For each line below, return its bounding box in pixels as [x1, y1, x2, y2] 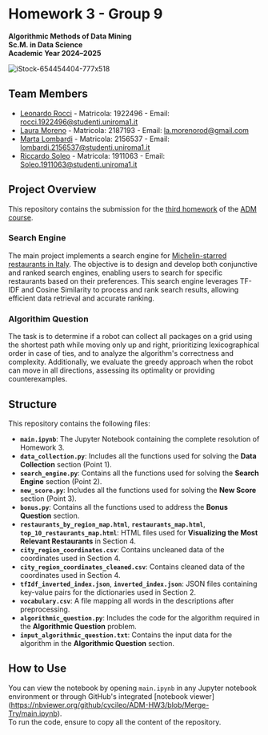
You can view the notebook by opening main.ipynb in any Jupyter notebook [8, 683, 258, 693]
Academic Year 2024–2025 [8, 48, 102, 58]
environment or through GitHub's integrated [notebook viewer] [8, 691, 214, 701]
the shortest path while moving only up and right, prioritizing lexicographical [8, 340, 260, 349]
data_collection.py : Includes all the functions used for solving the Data [19, 450, 258, 461]
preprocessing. [19, 604, 70, 614]
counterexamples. [8, 374, 68, 384]
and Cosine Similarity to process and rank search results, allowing [21, 285, 239, 294]
